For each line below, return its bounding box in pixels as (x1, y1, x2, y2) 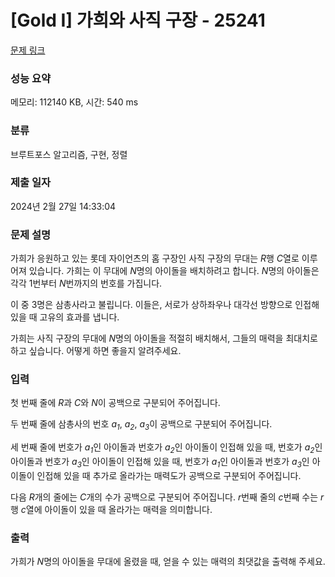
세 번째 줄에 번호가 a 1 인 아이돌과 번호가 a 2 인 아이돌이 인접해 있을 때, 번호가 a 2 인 (10, 441, 323, 456)
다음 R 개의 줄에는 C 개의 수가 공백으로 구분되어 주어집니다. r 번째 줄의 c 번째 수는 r (10, 491, 325, 503)
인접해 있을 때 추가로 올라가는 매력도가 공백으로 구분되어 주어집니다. (36, 469, 302, 481)
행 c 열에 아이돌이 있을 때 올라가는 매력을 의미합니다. (10, 503, 213, 515)
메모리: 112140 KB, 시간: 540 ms (10, 96, 139, 108)
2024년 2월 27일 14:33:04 (10, 200, 117, 212)
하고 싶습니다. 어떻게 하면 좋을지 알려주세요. (10, 345, 182, 357)
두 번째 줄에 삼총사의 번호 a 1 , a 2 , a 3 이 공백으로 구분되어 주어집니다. (10, 418, 273, 433)
